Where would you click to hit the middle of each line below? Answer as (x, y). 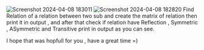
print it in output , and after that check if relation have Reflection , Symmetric (102, 22)
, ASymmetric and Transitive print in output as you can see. (80, 29)
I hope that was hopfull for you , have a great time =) (72, 41)
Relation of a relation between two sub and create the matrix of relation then (102, 16)
